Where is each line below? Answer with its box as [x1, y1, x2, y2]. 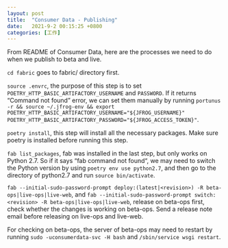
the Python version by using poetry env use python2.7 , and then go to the [7, 164, 217, 172]
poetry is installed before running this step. [7, 136, 129, 145]
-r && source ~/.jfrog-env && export [7, 103, 115, 110]
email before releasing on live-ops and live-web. [7, 212, 144, 221]
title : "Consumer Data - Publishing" [7, 16, 118, 23]
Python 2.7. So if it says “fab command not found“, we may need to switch [7, 157, 216, 165]
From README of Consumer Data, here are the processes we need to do [7, 48, 212, 56]
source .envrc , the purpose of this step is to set [7, 82, 142, 90]
